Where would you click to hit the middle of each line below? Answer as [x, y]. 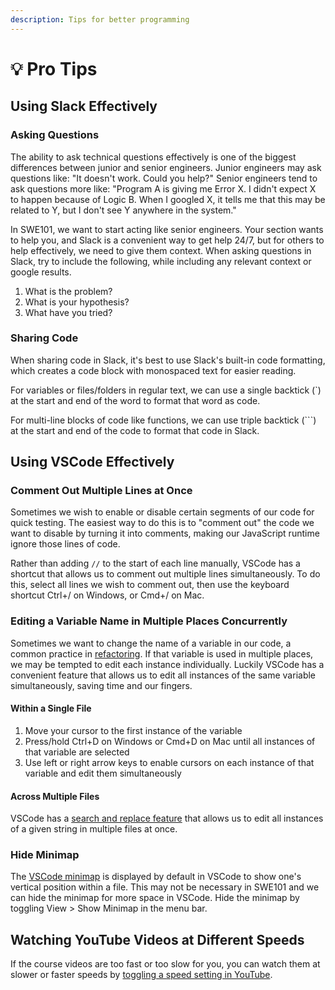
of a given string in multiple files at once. [94, 829]
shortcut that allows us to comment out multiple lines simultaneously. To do [165, 574]
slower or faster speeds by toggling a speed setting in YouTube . [141, 975]
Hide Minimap [45, 855]
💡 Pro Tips [54, 68]
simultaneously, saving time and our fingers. [101, 685]
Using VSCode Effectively [92, 462]
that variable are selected [77, 752]
